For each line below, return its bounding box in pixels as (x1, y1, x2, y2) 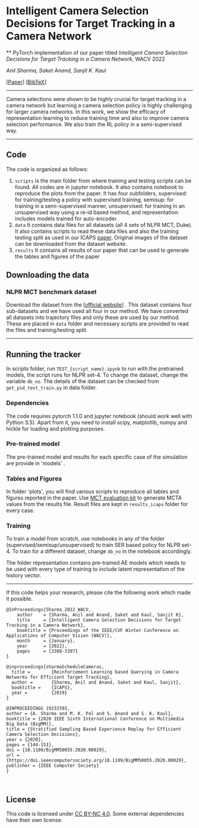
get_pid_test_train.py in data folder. (6, 384, 97, 391)
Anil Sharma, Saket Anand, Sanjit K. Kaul (6, 67, 107, 74)
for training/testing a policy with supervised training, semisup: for (14, 196, 174, 203)
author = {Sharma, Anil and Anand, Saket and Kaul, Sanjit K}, (17, 612, 184, 618)
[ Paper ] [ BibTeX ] (6, 78, 47, 86)
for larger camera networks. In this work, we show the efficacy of (6, 108, 166, 115)
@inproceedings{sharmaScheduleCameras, (6, 664, 105, 670)
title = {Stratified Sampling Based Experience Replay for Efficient (6, 726, 182, 732)
